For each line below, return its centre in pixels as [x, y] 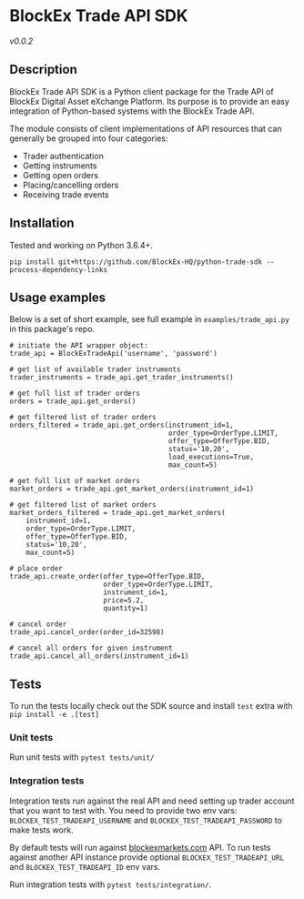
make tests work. [42, 830]
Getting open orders [60, 175]
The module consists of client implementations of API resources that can [146, 128]
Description [43, 70]
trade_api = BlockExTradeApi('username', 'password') [114, 354]
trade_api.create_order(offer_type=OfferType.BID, [107, 577]
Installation [42, 223]
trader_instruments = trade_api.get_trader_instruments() [122, 378]
